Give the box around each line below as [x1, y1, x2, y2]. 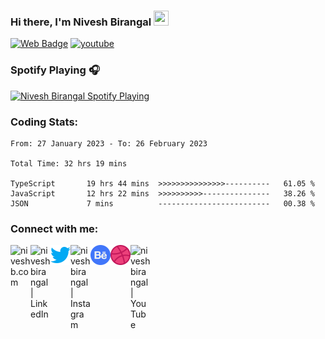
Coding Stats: [10, 115, 79, 129]
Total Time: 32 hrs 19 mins [10, 158, 128, 169]
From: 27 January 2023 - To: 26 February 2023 [10, 138, 208, 149]
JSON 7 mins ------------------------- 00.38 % [10, 198, 315, 209]
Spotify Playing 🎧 [10, 63, 100, 77]
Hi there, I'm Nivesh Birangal [10, 15, 152, 29]
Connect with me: [10, 221, 99, 235]
